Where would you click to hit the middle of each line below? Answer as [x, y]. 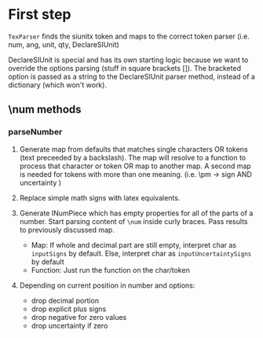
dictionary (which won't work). [58, 85]
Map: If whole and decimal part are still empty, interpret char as [134, 244]
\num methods [45, 110]
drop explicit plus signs [69, 309]
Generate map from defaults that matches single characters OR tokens [134, 149]
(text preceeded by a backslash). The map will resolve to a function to [132, 157]
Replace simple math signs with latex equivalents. [100, 197]
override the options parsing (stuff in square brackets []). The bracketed [125, 68]
